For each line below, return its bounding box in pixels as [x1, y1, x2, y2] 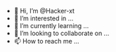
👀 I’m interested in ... [13, 14, 74, 22]
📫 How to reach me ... [13, 37, 79, 45]
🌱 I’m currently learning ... [13, 22, 89, 30]
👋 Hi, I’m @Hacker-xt [13, 7, 75, 15]
